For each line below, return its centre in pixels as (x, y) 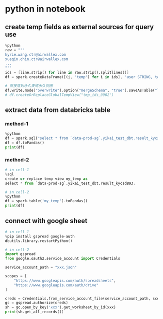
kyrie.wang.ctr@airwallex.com (36, 54)
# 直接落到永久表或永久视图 (29, 86)
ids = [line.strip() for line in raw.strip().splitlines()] (67, 73)
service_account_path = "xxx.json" (41, 268)
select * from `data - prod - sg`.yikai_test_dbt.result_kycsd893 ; (70, 183)
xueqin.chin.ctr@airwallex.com (37, 59)
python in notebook (45, 9)
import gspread (20, 254)
